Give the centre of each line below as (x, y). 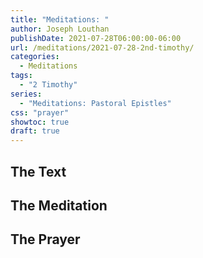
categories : (35, 57)
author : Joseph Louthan (60, 29)
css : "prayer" (40, 112)
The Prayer (45, 239)
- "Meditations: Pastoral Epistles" (95, 103)
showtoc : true (40, 122)
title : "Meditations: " (60, 19)
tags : (21, 76)
